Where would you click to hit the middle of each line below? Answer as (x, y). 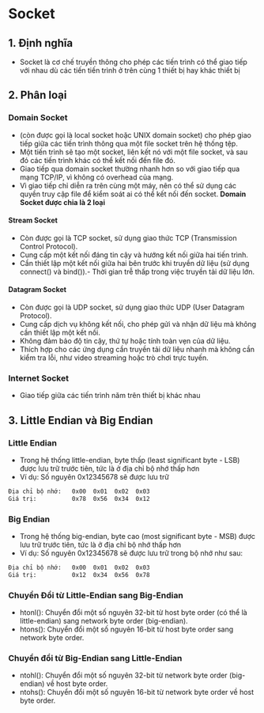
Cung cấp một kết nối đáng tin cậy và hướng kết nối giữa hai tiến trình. (134, 255)
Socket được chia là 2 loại (62, 202)
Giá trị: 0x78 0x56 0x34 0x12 (79, 499)
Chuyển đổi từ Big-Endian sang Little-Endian (95, 658)
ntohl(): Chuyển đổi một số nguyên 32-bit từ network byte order (123, 675)
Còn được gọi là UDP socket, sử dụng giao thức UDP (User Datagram (132, 307)
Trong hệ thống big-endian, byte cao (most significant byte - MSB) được (137, 537)
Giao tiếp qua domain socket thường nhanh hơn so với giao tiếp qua (130, 169)
